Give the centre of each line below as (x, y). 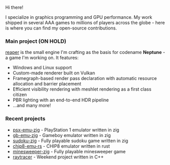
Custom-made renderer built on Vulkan (54, 73)
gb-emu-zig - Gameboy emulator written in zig (62, 135)
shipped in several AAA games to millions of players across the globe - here (85, 23)
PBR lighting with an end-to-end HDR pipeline (61, 100)
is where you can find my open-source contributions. (61, 28)
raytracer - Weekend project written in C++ (58, 157)
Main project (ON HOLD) (36, 41)
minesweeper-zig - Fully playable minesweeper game (69, 151)
